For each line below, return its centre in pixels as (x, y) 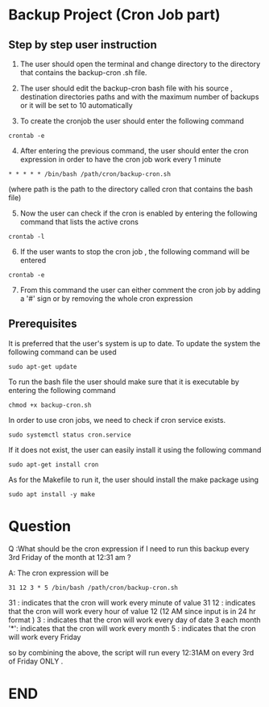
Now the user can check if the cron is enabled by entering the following (139, 213)
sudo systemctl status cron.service (70, 435)
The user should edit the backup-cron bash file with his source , (126, 88)
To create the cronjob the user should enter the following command (132, 121)
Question (39, 526)
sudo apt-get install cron (54, 464)
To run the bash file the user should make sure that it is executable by (124, 382)
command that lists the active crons (79, 222)
